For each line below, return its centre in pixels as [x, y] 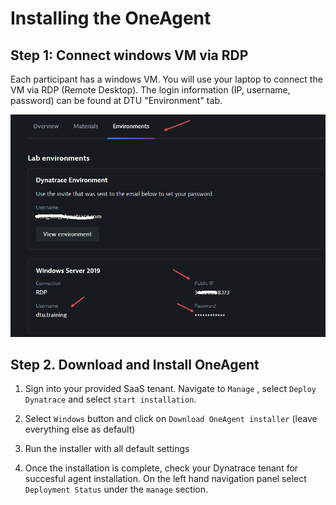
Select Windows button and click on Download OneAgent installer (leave [171, 419]
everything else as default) [80, 429]
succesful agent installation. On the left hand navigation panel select [165, 479]
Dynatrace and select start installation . [110, 399]
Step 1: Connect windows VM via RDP [129, 55]
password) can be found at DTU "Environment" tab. [116, 100]
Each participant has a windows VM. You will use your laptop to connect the [166, 79]
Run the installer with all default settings [107, 449]
